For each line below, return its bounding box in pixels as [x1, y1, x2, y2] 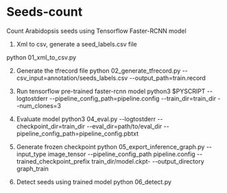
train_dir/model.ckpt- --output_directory [91, 157, 205, 165]
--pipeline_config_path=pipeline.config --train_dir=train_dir [49, 94, 217, 103]
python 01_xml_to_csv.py [6, 53, 77, 62]
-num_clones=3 [16, 101, 61, 110]
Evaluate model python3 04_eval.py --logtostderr [16, 114, 156, 123]
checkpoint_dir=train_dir [16, 122, 85, 130]
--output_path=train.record [129, 73, 206, 82]
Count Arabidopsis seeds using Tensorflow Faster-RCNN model [6, 27, 187, 35]
